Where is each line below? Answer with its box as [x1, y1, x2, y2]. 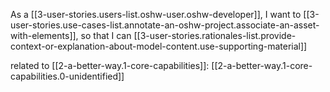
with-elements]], [10, 30, 79, 41]
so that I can [80, 30, 132, 41]
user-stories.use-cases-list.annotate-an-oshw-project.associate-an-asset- [10, 19, 320, 31]
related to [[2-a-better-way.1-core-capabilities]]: [10, 60, 210, 71]
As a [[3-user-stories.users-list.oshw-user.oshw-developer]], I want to [10, 9, 302, 20]
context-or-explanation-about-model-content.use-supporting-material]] [10, 40, 308, 52]
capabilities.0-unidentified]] [10, 70, 125, 82]
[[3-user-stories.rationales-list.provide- [133, 30, 297, 41]
